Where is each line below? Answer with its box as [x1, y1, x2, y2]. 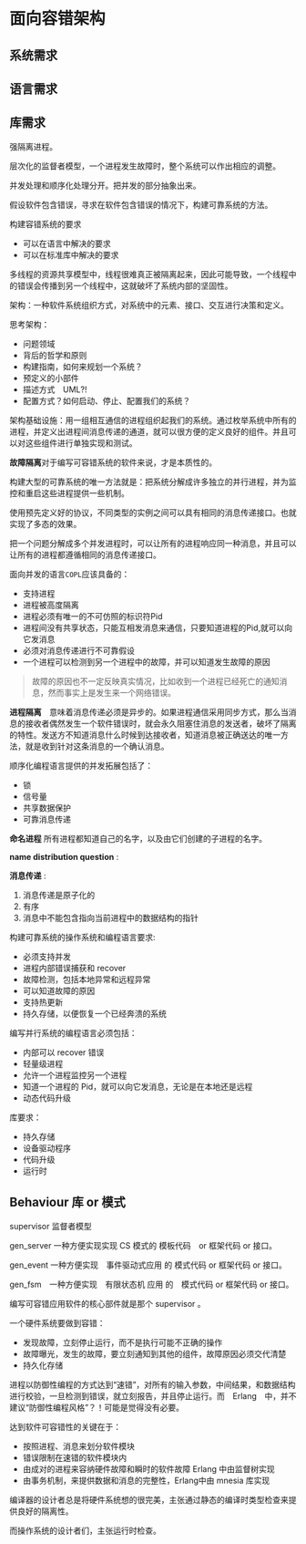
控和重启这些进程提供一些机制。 [9, 487, 129, 498]
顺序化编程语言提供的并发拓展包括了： [9, 760, 153, 771]
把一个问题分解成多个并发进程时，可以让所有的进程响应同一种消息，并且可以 [9, 537, 297, 548]
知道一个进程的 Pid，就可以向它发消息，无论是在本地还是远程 [22, 1081, 253, 1092]
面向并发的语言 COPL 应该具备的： [9, 568, 130, 579]
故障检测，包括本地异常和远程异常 [22, 973, 151, 985]
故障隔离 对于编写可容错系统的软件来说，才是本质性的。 [9, 457, 217, 468]
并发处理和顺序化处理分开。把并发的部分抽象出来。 [9, 180, 201, 191]
